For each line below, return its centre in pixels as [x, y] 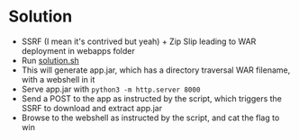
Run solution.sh [50, 60]
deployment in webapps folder [78, 50]
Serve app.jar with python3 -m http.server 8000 [111, 89]
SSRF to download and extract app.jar [92, 108]
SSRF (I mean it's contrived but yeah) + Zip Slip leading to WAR [139, 41]
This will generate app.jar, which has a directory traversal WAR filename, [156, 70]
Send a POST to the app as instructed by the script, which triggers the [152, 98]
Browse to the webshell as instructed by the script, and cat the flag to [150, 118]
